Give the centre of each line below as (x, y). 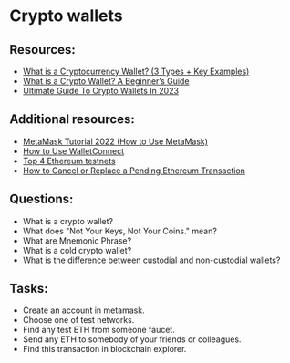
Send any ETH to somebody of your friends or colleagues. (132, 339)
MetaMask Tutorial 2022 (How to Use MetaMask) (115, 141)
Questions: (41, 199)
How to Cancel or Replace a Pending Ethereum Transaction (134, 171)
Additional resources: (72, 119)
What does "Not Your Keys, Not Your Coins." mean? (119, 231)
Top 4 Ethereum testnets (69, 161)
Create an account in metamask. (83, 310)
